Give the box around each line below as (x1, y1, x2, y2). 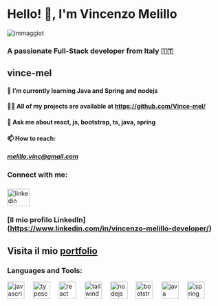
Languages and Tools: (7, 265, 83, 275)
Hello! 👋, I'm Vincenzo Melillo (7, 6, 177, 22)
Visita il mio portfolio (7, 245, 98, 256)
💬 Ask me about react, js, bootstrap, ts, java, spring (7, 118, 156, 127)
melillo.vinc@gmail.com (7, 153, 79, 161)
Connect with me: (7, 170, 68, 179)
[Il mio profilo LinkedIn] (7, 215, 86, 225)
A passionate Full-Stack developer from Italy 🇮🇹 (7, 46, 174, 56)
